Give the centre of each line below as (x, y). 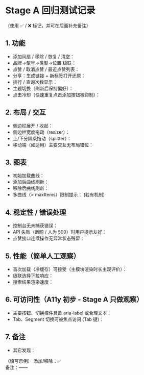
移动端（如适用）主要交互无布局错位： (53, 145)
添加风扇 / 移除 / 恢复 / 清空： (44, 56)
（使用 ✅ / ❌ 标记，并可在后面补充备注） (48, 26)
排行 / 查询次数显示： (35, 82)
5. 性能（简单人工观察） (43, 256)
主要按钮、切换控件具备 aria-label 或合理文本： (62, 313)
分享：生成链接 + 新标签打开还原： (49, 76)
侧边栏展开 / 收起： (33, 126)
